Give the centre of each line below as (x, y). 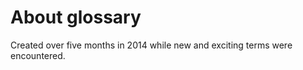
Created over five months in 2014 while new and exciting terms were (151, 45)
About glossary (76, 17)
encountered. (38, 55)
